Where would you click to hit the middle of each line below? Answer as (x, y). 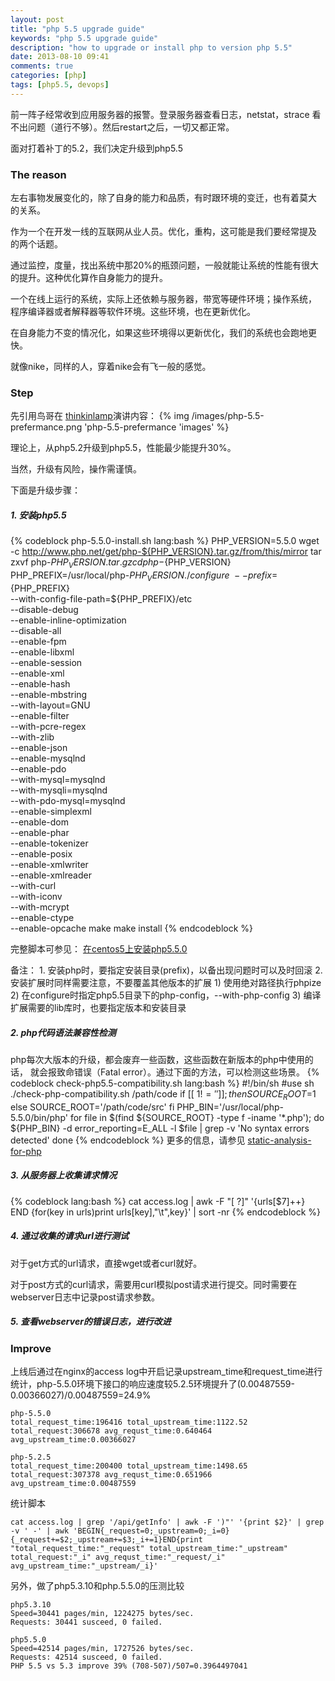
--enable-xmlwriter (49, 864)
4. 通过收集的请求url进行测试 (70, 1236)
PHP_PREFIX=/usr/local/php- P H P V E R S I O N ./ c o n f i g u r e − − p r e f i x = (144, 576)
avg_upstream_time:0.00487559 (73, 1483)
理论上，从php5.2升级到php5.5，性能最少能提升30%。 (123, 448)
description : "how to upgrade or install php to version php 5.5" (151, 47)
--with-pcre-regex (48, 726)
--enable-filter (40, 715)
